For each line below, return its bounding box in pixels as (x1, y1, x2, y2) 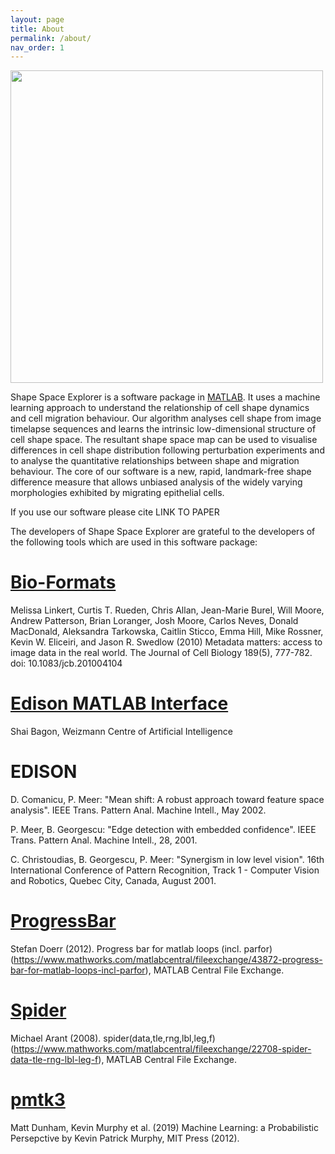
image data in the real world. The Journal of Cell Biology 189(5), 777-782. (10, 647, 313, 659)
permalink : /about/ (10, 33, 92, 43)
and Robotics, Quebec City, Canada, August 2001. (10, 875, 217, 887)
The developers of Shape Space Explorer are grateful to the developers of (10, 526, 316, 538)
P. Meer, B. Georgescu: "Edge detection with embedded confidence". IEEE (10, 824, 317, 836)
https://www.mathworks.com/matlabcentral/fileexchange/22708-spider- (13, 1042, 312, 1055)
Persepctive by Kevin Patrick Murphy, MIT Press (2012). (10, 1132, 240, 1144)
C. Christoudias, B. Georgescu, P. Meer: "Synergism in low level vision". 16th (10, 854, 325, 866)
